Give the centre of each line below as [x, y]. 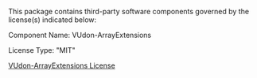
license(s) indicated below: [53, 20]
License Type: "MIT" [42, 50]
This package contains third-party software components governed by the [128, 11]
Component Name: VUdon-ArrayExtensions [80, 35]
